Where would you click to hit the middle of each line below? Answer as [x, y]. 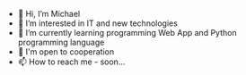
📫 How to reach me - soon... [71, 62]
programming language [61, 42]
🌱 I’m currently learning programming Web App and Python [127, 33]
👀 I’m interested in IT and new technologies [97, 23]
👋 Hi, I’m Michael [49, 14]
